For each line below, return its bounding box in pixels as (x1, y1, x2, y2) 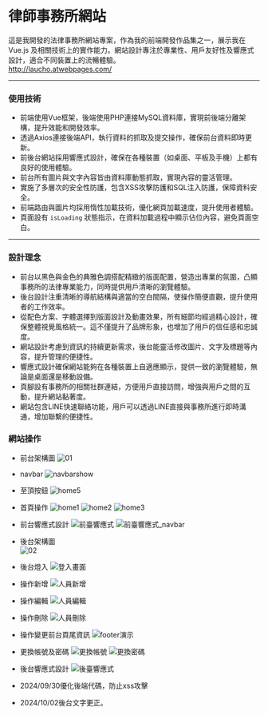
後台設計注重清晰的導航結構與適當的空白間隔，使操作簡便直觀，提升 (19, 292, 244, 301)
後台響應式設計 (19, 664, 69, 673)
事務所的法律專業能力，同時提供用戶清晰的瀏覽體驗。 (19, 281, 195, 292)
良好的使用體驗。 (19, 163, 77, 173)
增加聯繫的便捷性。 (33, 411, 97, 421)
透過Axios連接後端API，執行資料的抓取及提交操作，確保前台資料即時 (19, 133, 246, 142)
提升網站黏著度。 (33, 391, 90, 401)
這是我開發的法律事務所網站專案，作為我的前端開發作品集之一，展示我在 (8, 35, 246, 45)
